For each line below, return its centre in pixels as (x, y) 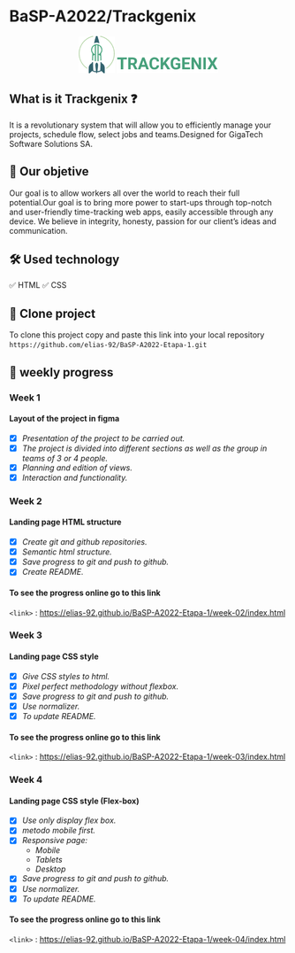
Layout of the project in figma (64, 419)
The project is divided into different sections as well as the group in (144, 448)
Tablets (49, 860)
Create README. (53, 572)
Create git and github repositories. (84, 542)
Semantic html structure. (67, 552)
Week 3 (26, 635)
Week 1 (25, 398)
